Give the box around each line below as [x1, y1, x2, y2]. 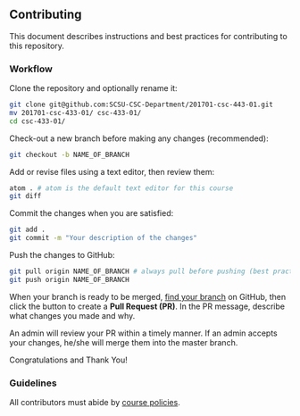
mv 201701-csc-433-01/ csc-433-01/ [9, 108, 142, 117]
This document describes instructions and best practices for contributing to [9, 30, 287, 41]
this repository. [9, 40, 65, 51]
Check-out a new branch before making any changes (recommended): [9, 133, 270, 144]
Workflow [9, 62, 54, 75]
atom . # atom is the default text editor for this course [9, 183, 234, 193]
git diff [9, 192, 42, 201]
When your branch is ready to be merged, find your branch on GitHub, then [9, 291, 287, 302]
